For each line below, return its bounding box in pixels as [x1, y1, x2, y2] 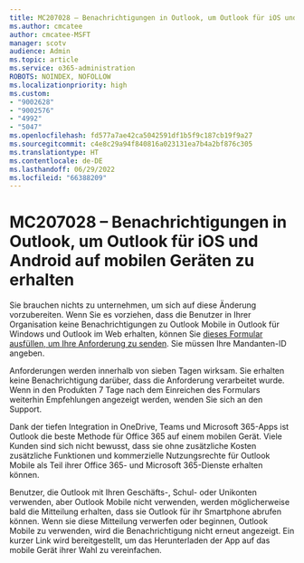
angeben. [9, 348, 45, 358]
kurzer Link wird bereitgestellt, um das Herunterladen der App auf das [9, 535, 271, 546]
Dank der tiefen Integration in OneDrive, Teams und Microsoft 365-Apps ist [9, 422, 290, 433]
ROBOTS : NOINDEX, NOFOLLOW [9, 72, 111, 81]
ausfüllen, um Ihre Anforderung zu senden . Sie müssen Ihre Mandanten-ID [9, 339, 287, 349]
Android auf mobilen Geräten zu [9, 251, 255, 272]
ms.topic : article [9, 55, 79, 64]
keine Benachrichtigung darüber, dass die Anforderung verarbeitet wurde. [9, 375, 285, 386]
